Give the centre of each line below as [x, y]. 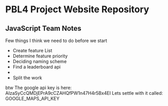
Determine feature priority [40, 56]
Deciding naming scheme [40, 61]
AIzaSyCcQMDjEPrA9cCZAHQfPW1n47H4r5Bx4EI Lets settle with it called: [84, 93]
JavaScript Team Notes [44, 28]
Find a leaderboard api [37, 67]
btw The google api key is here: [38, 88]
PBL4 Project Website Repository [77, 9]
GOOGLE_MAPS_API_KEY [33, 99]
